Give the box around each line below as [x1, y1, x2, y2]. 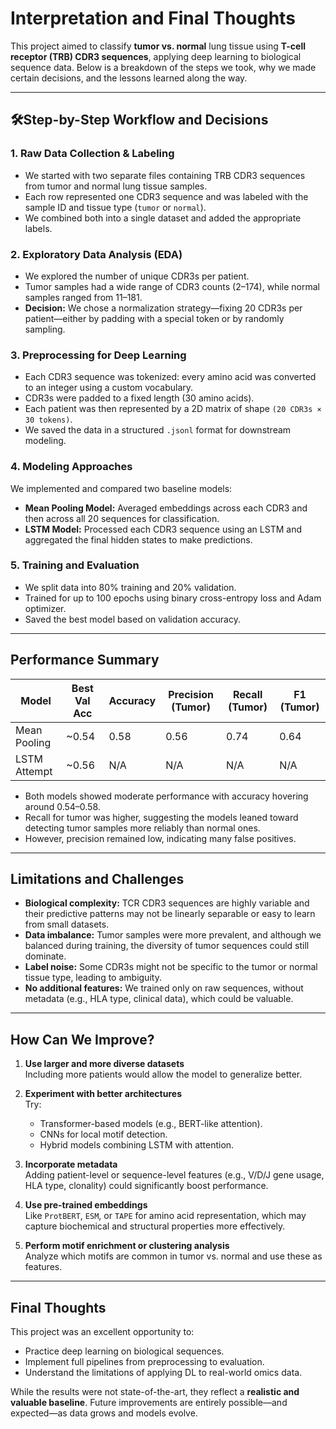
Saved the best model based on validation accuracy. [24, 613, 241, 625]
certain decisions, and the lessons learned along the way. [10, 72, 248, 84]
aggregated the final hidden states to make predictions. [24, 533, 253, 546]
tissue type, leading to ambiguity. [24, 972, 162, 984]
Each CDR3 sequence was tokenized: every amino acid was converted [24, 371, 317, 383]
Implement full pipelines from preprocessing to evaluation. [24, 1356, 265, 1368]
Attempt [15, 764, 53, 778]
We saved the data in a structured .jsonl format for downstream [24, 424, 292, 436]
